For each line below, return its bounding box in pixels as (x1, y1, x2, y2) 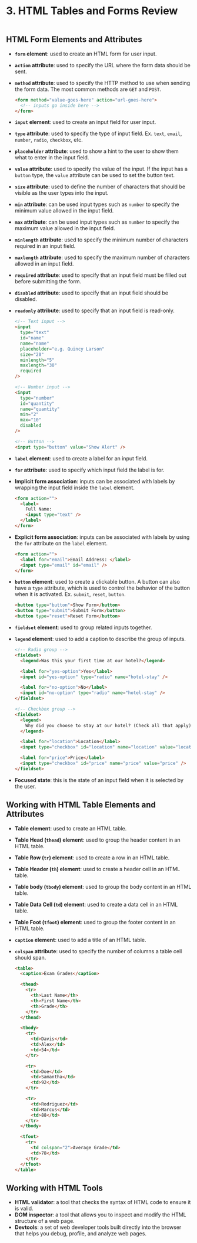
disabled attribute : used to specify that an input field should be (14, 289, 169, 296)
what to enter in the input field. (14, 154, 89, 161)
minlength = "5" (20, 357, 55, 363)
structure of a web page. (14, 1218, 75, 1225)
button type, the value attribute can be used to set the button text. (14, 172, 175, 179)
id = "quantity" (20, 400, 55, 407)
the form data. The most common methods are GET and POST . (14, 86, 162, 93)
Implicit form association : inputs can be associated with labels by (14, 477, 175, 485)
